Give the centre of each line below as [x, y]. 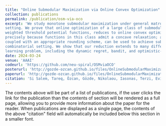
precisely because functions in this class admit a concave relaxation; [82, 38]
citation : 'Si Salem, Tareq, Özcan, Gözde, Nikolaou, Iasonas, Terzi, [79, 79]
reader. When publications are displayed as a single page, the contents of [80, 108]
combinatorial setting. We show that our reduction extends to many [77, 46]
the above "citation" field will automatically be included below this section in [83, 114]
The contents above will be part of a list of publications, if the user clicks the [83, 92]
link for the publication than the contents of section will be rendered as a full [83, 98]
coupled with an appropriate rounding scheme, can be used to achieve [79, 42]
